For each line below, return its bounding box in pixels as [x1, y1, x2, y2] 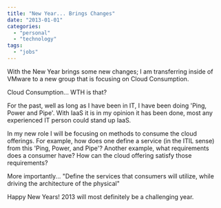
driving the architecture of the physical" [7, 179, 120, 187]
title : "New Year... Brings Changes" [7, 10, 116, 17]
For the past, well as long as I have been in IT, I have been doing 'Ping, [7, 101, 207, 110]
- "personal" [13, 29, 51, 37]
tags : [7, 42, 23, 49]
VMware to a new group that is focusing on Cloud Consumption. [7, 74, 189, 83]
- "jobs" [13, 49, 39, 56]
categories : [7, 23, 41, 30]
